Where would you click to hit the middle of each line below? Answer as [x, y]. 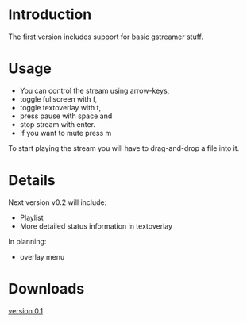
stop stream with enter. [58, 124]
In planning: [27, 241]
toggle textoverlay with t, [60, 107]
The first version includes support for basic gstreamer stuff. [106, 37]
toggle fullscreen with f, [58, 99]
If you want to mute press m [66, 133]
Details [32, 181]
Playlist [31, 217]
